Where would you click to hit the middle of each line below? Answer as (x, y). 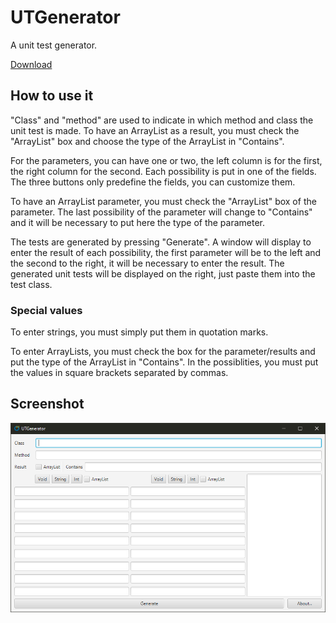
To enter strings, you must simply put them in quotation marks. (139, 332)
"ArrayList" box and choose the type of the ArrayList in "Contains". (147, 141)
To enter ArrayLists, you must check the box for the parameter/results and (163, 352)
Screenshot (47, 404)
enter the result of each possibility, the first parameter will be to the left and (166, 252)
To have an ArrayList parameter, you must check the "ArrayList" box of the (163, 201)
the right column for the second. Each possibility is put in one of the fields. (163, 171)
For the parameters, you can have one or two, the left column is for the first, (166, 160)
